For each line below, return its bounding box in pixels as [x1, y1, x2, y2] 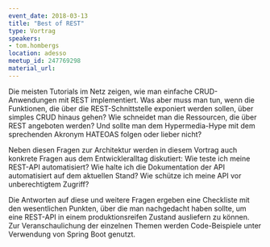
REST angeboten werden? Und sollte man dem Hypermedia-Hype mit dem [8, 120, 255, 130]
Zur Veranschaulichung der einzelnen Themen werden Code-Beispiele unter [8, 220, 262, 230]
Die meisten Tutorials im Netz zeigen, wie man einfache [8, 86, 193, 96]
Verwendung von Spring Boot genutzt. [8, 229, 135, 239]
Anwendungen [8, 94, 57, 105]
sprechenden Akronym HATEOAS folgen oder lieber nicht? [8, 129, 202, 139]
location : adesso [8, 49, 67, 57]
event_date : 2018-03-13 [8, 11, 89, 20]
